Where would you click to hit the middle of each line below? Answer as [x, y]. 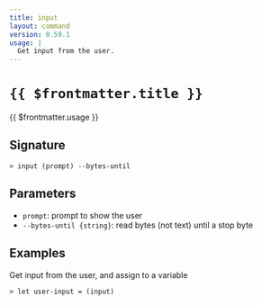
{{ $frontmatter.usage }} [54, 117]
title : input [34, 18]
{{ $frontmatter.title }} [106, 94]
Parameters [43, 194]
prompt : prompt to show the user [82, 215]
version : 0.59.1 [40, 34]
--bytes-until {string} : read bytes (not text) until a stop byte [138, 225]
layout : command [40, 26]
